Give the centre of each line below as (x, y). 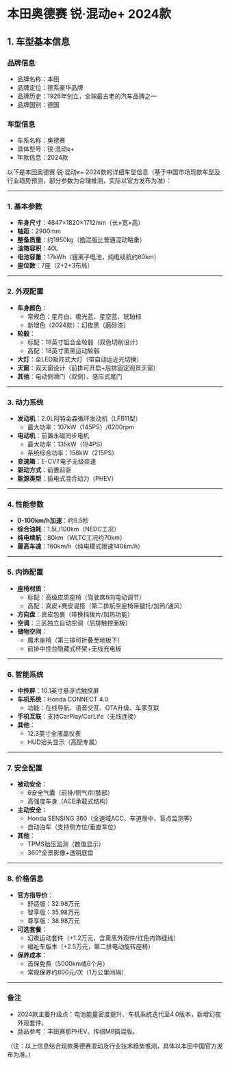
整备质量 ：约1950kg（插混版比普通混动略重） (81, 240)
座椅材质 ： (32, 588)
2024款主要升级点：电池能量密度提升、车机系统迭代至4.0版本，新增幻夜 (119, 1014)
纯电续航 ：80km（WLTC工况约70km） (71, 538)
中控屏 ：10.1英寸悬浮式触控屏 (58, 691)
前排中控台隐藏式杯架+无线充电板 (74, 648)
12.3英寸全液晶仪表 (54, 733)
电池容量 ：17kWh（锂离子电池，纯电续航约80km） (88, 257)
